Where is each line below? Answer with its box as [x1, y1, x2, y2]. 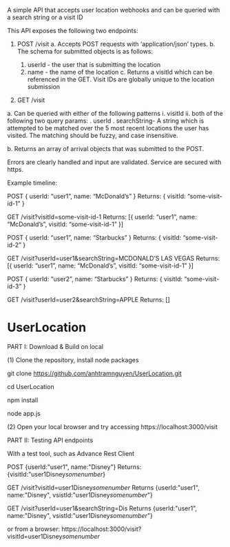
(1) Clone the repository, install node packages [7, 355, 139, 364]
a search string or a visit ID [7, 13, 83, 21]
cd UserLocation [7, 382, 54, 390]
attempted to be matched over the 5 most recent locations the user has [7, 124, 209, 132]
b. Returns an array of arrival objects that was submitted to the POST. [7, 145, 205, 152]
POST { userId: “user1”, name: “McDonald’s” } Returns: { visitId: [7, 192, 186, 200]
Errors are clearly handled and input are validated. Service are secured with [7, 158, 222, 166]
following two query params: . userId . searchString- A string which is [7, 117, 205, 125]
